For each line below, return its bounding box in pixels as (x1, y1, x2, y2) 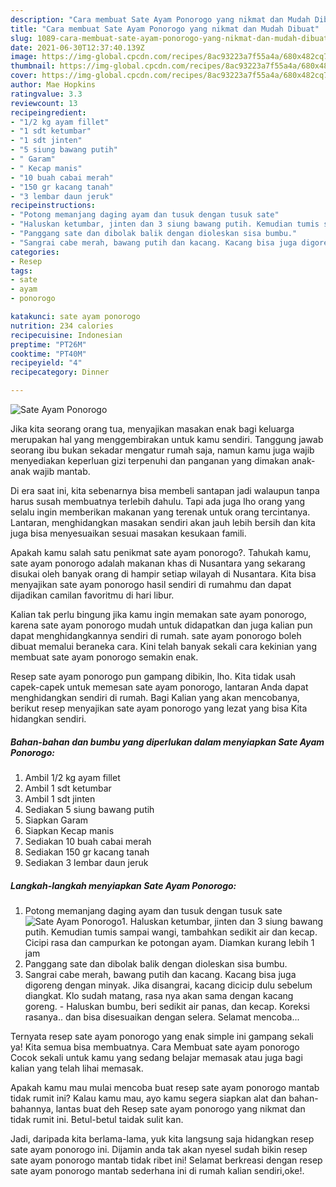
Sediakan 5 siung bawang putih (24, 803, 155, 815)
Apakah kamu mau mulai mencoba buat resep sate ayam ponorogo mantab (10, 1081, 320, 1093)
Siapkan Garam (24, 814, 89, 826)
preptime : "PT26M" (10, 339, 87, 350)
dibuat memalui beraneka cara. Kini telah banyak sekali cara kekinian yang (10, 641, 317, 652)
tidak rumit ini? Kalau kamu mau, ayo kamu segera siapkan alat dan (10, 1092, 287, 1104)
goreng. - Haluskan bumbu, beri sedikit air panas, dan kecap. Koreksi (24, 1000, 310, 1012)
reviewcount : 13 (10, 98, 78, 108)
